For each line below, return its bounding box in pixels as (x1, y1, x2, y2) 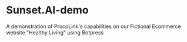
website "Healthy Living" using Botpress (6, 29, 104, 36)
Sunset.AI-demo (6, 3, 89, 17)
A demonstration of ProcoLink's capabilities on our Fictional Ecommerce (6, 23, 181, 30)
